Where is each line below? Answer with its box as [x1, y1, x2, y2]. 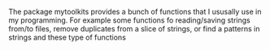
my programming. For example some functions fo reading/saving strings [8, 15, 250, 25]
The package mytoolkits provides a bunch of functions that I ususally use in [8, 7, 262, 16]
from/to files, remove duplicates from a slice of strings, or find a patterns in [8, 24, 260, 33]
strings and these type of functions [8, 32, 126, 42]
